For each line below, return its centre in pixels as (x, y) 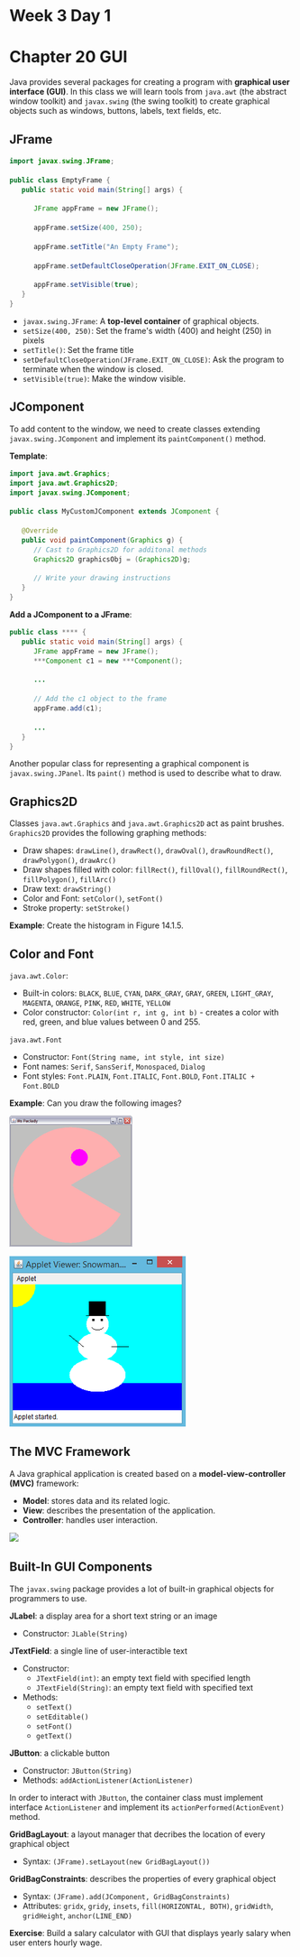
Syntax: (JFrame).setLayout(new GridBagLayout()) (116, 1861)
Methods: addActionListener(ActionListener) (108, 1780)
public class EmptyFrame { (60, 180)
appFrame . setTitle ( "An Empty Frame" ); (106, 246)
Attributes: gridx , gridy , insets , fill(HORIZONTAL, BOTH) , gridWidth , (148, 1906)
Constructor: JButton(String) (77, 1770)
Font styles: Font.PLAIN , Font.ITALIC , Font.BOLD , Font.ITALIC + (138, 1076)
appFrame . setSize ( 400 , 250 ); (88, 228)
